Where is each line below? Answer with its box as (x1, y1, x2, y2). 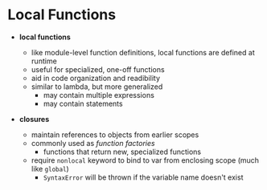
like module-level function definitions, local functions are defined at (31, 47, 255, 57)
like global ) (31, 164, 69, 173)
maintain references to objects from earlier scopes (31, 130, 199, 139)
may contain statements (43, 99, 123, 108)
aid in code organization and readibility (31, 73, 160, 83)
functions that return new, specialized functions (43, 147, 202, 156)
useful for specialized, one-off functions (31, 64, 166, 74)
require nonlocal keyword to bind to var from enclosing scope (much (31, 155, 259, 165)
